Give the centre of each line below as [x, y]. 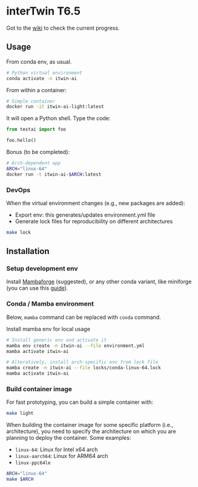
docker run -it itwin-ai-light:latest [55, 107]
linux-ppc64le [33, 463]
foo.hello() [21, 141]
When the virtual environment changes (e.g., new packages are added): [96, 203]
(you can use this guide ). [37, 288]
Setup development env [42, 269]
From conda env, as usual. [39, 61]
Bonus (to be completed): [38, 152]
